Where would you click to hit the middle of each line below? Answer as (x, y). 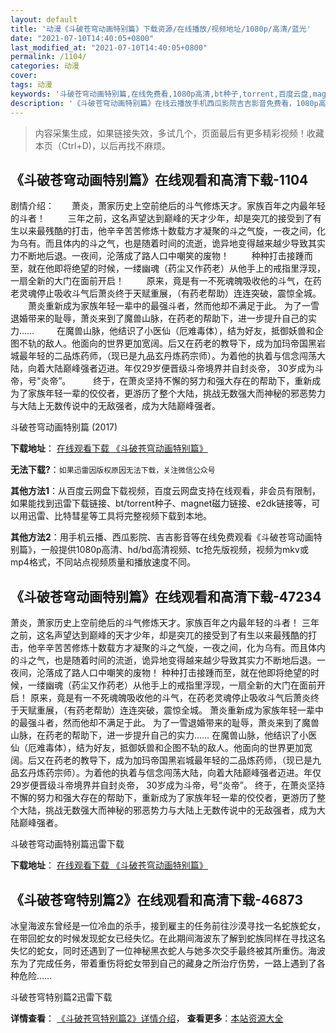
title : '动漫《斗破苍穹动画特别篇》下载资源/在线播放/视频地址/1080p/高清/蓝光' (161, 29)
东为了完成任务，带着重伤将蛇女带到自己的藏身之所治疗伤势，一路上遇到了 (163, 963)
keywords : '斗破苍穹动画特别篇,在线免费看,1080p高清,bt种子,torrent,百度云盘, (161, 94)
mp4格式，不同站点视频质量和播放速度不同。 (103, 562)
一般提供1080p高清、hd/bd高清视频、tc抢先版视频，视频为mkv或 (174, 550)
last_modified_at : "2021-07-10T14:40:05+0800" (109, 47)
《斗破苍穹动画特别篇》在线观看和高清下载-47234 (166, 596)
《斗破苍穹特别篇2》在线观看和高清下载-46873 (156, 899)
